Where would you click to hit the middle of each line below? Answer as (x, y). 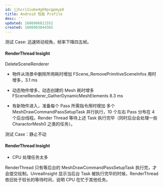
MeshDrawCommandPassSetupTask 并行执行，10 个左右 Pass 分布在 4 (83, 112)
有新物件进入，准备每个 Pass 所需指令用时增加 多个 (63, 106)
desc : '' (14, 18)
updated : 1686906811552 (29, 23)
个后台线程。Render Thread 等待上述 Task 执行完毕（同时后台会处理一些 (85, 118)
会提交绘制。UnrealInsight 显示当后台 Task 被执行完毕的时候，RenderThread (82, 173)
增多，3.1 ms (25, 80)
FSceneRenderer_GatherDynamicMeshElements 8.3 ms (67, 96)
